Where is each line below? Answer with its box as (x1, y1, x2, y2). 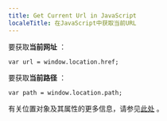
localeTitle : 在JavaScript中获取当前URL (8, 19, 137, 27)
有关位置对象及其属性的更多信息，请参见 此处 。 (8, 103, 164, 113)
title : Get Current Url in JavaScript (8, 11, 137, 20)
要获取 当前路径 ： (8, 72, 66, 82)
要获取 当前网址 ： (8, 41, 66, 52)
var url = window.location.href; (8, 57, 119, 66)
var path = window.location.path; (8, 88, 123, 96)
